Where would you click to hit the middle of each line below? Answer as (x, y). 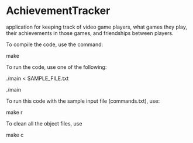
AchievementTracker (58, 11)
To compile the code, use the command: (55, 44)
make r (14, 112)
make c (15, 135)
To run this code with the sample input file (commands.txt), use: (83, 101)
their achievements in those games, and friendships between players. (90, 33)
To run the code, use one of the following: (56, 67)
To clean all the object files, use (44, 123)
